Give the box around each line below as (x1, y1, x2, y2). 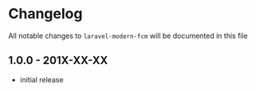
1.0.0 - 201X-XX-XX (8, 54, 108, 67)
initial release (19, 74, 64, 84)
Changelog (8, 5, 83, 23)
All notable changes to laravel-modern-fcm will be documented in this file (8, 31, 249, 40)
